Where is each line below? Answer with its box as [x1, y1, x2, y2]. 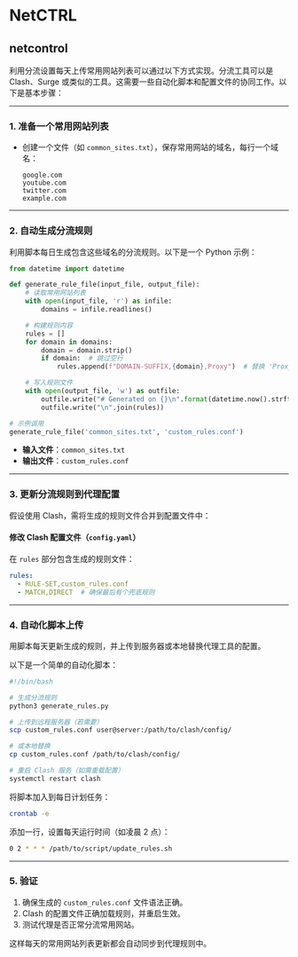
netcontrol [9, 41, 68, 56]
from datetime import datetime [9, 264, 125, 273]
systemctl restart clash [9, 774, 101, 783]
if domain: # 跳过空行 [41, 354, 124, 363]
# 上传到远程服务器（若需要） [9, 717, 104, 726]
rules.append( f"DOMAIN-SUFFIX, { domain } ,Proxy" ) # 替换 [56, 362, 265, 371]
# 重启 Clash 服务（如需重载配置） [9, 766, 125, 775]
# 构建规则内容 [25, 320, 74, 329]
